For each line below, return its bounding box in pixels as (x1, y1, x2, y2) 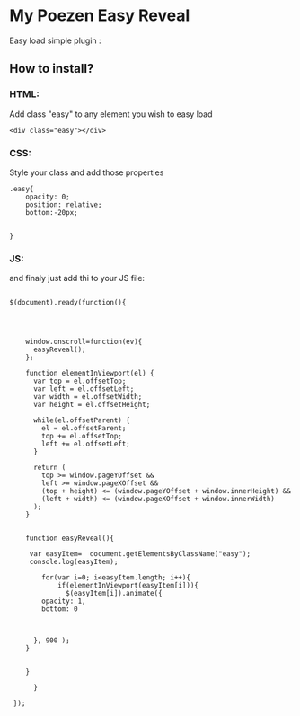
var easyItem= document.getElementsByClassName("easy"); (29, 550, 251, 559)
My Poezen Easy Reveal (9, 5, 190, 26)
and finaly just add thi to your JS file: (9, 273, 146, 284)
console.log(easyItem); (29, 558, 119, 567)
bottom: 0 (41, 605, 78, 614)
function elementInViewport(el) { (25, 369, 154, 378)
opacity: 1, (41, 597, 87, 606)
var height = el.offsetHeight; (32, 401, 151, 410)
